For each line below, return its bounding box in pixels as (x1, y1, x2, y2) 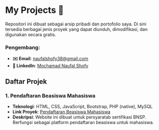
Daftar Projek (5, 77, 47, 86)
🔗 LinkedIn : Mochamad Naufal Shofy (12, 63, 88, 69)
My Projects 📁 (5, 4, 64, 16)
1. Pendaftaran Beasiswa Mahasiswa (5, 92, 96, 99)
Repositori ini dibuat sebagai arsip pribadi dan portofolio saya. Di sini (5, 21, 146, 27)
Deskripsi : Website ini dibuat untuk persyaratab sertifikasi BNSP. (12, 114, 146, 120)
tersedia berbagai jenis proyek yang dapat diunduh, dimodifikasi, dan (5, 26, 148, 32)
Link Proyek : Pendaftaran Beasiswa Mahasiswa (12, 109, 111, 115)
